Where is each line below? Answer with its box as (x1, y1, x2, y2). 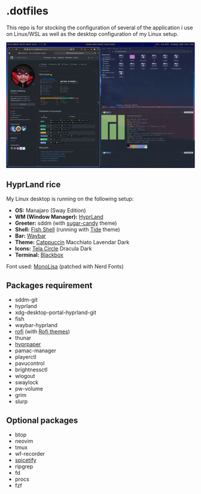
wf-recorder (14, 450, 45, 458)
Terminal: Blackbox (14, 251, 64, 258)
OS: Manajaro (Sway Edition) (14, 207, 86, 214)
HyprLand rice (6, 179, 61, 190)
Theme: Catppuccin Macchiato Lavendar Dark (14, 239, 130, 246)
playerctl (14, 353, 37, 361)
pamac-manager (14, 347, 57, 354)
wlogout (14, 373, 35, 380)
